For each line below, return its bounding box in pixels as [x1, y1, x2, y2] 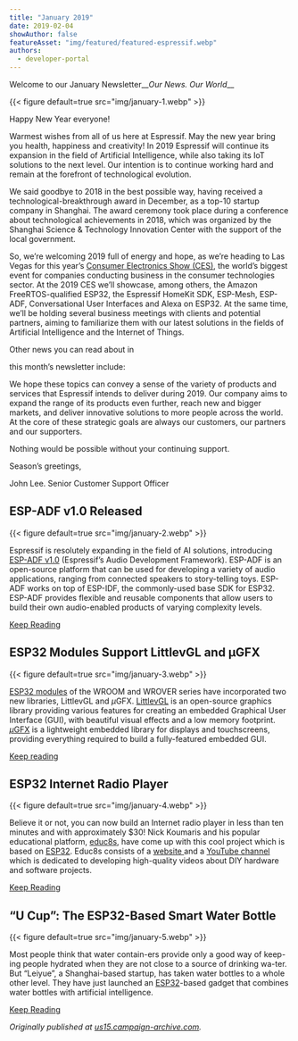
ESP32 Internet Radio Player [9, 777, 169, 792]
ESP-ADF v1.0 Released [9, 504, 143, 519]
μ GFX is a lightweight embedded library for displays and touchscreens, [9, 724, 270, 735]
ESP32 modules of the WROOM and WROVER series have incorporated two [9, 686, 287, 696]
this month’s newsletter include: [9, 362, 127, 371]
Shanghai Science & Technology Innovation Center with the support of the [9, 224, 283, 235]
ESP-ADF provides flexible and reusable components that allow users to [9, 592, 274, 603]
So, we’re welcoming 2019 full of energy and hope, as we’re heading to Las [9, 251, 286, 262]
